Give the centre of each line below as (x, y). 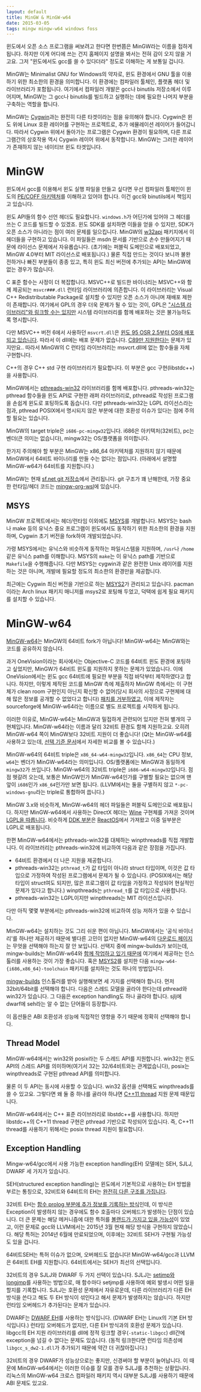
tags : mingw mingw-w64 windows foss (52, 29)
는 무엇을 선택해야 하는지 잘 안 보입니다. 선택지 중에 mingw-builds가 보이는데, (97, 946)
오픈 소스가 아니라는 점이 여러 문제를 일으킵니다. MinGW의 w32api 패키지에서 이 (100, 232)
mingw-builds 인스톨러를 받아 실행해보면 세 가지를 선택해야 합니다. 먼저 (90, 981)
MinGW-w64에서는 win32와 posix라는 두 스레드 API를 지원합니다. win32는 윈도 (100, 1059)
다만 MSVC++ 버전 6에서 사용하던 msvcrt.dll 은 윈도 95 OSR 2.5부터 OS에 (95, 333)
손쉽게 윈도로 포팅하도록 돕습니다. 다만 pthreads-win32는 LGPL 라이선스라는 (103, 403)
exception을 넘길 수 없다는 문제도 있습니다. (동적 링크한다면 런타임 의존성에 (94, 1340)
